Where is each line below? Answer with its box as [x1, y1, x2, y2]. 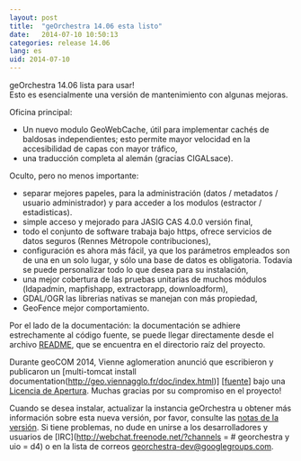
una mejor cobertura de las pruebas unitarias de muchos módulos [22, 274, 267, 285]
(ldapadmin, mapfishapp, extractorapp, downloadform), [22, 284, 229, 294]
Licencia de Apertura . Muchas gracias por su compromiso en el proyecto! [9, 385, 282, 396]
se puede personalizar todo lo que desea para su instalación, [22, 265, 249, 275]
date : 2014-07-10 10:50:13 [9, 30, 119, 39]
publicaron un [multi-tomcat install [9, 366, 137, 376]
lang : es [9, 47, 42, 56]
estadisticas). [22, 207, 73, 217]
